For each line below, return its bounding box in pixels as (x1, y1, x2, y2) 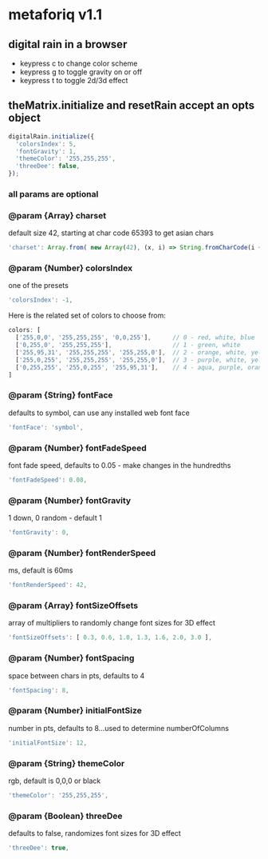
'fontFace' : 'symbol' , (8, 423, 84, 431)
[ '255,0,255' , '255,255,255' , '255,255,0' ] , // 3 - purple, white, (15, 356, 248, 364)
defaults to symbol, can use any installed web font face (8, 408, 190, 418)
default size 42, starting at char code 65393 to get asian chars (8, 228, 214, 238)
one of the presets (8, 281, 69, 290)
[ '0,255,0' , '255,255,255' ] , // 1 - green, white (15, 342, 241, 350)
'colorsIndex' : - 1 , (8, 296, 73, 305)
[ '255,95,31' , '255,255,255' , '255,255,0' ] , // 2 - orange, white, (15, 348, 248, 357)
